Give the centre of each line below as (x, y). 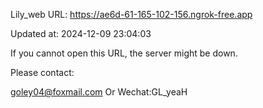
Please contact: (42, 72)
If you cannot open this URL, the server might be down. (124, 53)
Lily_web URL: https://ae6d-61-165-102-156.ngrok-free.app (131, 14)
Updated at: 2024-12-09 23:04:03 (81, 33)
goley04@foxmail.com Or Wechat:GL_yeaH (99, 92)
